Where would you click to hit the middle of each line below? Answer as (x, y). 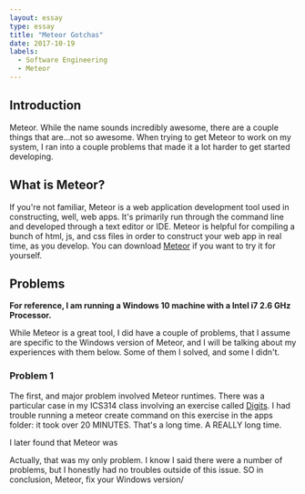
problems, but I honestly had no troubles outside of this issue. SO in (137, 469)
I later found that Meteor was (64, 442)
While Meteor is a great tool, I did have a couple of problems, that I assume (150, 333)
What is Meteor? (57, 185)
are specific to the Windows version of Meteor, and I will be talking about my (153, 343)
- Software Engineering (62, 60)
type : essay (32, 26)
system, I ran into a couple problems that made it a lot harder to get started (150, 146)
